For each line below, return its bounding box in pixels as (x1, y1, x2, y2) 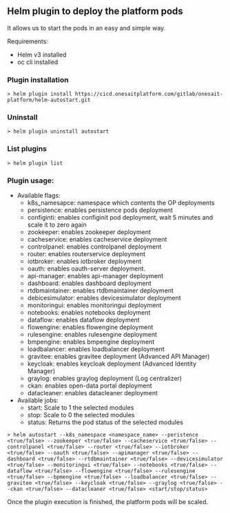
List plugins (7, 144, 47, 154)
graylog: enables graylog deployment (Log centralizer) (27, 375, 182, 382)
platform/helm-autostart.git (7, 96, 91, 104)
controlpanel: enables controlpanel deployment (27, 242, 162, 251)
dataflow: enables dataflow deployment (27, 316, 140, 324)
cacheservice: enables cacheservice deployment (27, 235, 167, 243)
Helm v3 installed (17, 50, 67, 59)
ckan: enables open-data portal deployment (27, 381, 153, 390)
